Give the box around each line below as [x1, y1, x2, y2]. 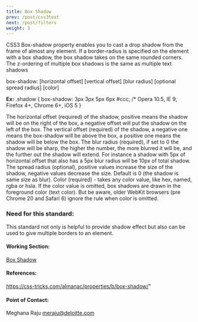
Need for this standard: [6, 210, 74, 218]
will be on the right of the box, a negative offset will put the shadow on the [6, 119, 187, 127]
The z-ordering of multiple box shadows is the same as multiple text [6, 60, 172, 67]
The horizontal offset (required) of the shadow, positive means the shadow [6, 113, 188, 121]
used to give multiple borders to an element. [6, 229, 114, 236]
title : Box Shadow [6, 8, 51, 15]
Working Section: [6, 243, 50, 250]
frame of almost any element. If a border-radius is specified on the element [6, 48, 189, 55]
